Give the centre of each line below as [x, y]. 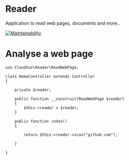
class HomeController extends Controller [50, 76]
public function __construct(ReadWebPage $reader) [70, 99]
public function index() [41, 121]
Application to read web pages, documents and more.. [63, 23]
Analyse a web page [49, 54]
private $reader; [33, 90]
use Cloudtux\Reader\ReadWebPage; [42, 67]
